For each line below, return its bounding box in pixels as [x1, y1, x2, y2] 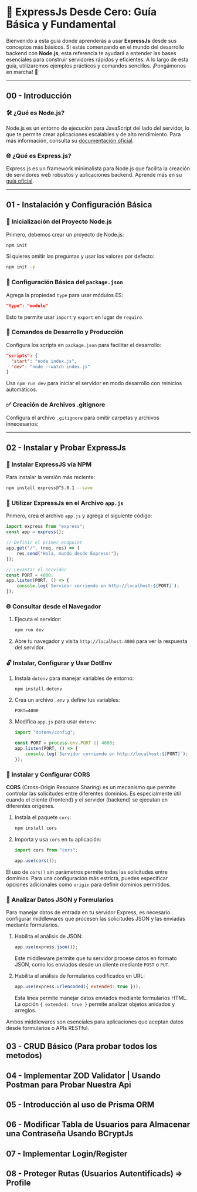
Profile [6, 1178, 31, 1188]
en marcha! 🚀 [6, 68, 38, 75]
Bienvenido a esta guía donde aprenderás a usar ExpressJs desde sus [6, 37, 177, 44]
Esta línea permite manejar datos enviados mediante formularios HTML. [14, 994, 188, 1001]
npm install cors [14, 825, 57, 831]
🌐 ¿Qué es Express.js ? [6, 151, 72, 160]
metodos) [6, 1050, 42, 1060]
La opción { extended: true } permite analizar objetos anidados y [14, 1001, 175, 1008]
